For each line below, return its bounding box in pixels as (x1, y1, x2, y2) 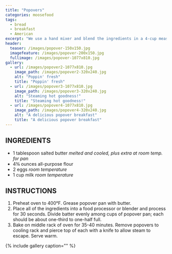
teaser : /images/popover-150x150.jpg (10, 46, 91, 51)
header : (5, 41, 22, 46)
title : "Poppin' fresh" (14, 79, 66, 84)
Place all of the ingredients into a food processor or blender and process (12, 206, 166, 212)
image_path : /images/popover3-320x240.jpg (14, 88, 106, 94)
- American (10, 31, 33, 36)
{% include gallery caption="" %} (5, 243, 76, 249)
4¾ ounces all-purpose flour (12, 161, 73, 167)
